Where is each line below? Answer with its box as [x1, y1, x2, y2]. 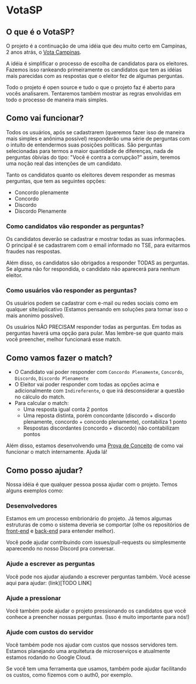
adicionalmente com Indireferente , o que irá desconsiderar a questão [14, 387, 185, 394]
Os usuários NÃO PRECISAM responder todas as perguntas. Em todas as [6, 324, 182, 331]
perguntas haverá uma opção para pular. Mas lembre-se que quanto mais [6, 329, 184, 337]
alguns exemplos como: [6, 487, 64, 494]
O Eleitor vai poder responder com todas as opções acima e [14, 381, 160, 388]
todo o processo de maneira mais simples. [6, 96, 108, 103]
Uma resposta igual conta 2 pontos [23, 406, 108, 413]
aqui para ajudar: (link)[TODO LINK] [6, 579, 92, 586]
